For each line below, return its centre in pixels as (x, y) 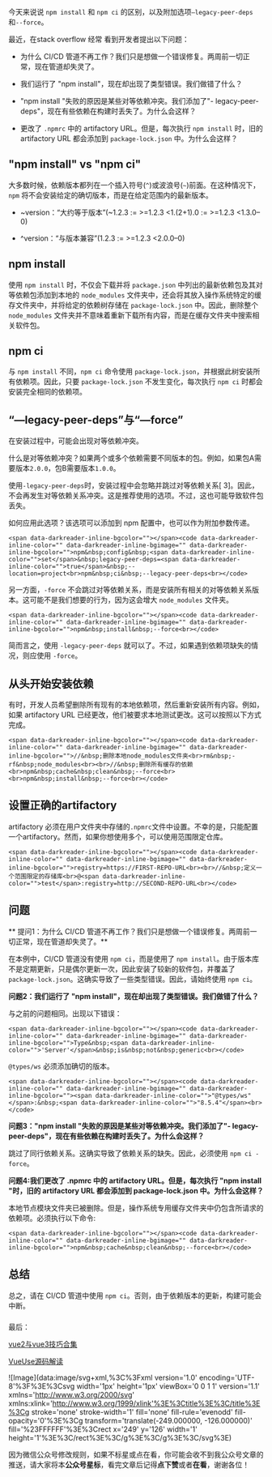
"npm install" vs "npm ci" (75, 164)
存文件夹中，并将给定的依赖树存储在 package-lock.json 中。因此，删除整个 (134, 305)
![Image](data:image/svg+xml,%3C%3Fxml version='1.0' (103, 1378)
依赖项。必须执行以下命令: (52, 1218)
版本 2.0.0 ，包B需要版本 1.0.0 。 (68, 468)
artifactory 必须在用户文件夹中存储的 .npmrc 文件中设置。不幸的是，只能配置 (134, 826)
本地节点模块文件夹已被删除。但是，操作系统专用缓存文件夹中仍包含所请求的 (136, 1208)
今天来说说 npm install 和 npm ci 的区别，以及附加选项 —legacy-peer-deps (131, 12)
